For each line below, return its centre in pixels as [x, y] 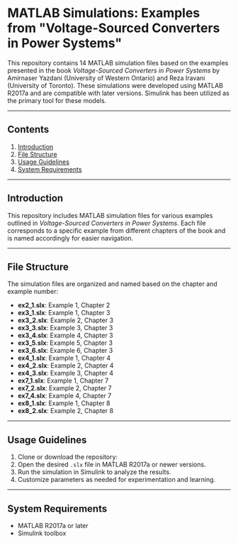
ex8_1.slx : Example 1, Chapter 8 [64, 403]
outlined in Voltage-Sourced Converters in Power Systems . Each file [107, 223]
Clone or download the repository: [68, 457]
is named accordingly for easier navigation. [70, 238]
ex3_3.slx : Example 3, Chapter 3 [65, 328]
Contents [28, 130]
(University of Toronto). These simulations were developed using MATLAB [115, 85]
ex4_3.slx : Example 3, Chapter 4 [65, 373]
